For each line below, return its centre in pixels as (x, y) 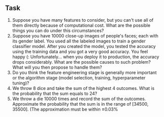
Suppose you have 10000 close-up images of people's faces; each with (85, 36)
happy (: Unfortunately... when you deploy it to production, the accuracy (86, 57)
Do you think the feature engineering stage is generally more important (84, 72)
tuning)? (21, 83)
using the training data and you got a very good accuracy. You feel (80, 51)
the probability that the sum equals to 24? (55, 93)
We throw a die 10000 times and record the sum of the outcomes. (79, 99)
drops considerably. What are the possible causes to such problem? (82, 62)
